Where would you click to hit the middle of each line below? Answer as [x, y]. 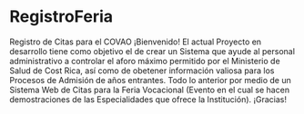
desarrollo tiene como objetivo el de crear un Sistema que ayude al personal [152, 51]
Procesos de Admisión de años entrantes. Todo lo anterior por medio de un [150, 80]
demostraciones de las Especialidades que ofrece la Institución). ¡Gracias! [148, 99]
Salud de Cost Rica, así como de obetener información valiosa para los [142, 71]
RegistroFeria [61, 17]
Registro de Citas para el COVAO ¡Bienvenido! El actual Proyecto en [136, 42]
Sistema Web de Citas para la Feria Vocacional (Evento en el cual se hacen [149, 90]
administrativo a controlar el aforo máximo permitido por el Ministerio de [145, 61]
